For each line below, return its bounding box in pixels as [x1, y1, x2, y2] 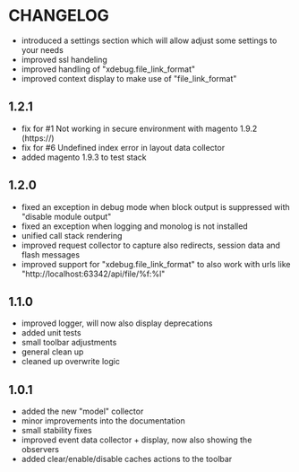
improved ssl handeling [21, 54, 108, 65]
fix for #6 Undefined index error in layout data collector [21, 142, 226, 153]
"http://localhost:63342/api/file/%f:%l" [21, 268, 166, 279]
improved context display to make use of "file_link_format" [21, 73, 237, 83]
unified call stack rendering [21, 230, 123, 240]
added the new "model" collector [21, 406, 144, 417]
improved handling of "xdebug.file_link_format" [21, 64, 196, 74]
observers [21, 444, 60, 455]
